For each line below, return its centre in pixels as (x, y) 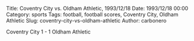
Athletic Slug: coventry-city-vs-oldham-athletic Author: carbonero (86, 20)
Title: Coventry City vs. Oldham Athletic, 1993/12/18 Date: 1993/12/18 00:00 (97, 8)
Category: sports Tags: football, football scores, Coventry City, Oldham (92, 14)
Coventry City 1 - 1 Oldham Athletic (48, 32)
